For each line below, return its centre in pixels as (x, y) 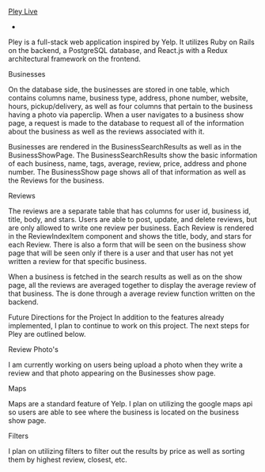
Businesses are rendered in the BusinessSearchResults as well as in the (125, 147)
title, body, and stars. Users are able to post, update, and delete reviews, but (132, 219)
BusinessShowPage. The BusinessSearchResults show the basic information (133, 155)
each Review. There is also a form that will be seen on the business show (127, 245)
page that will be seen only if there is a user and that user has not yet (121, 253)
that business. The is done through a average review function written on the (132, 293)
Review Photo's (34, 349)
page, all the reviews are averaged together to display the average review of (132, 285)
